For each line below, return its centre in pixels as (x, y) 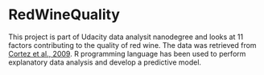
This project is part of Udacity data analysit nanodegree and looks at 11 (126, 37)
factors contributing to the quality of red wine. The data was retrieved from (132, 45)
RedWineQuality (64, 15)
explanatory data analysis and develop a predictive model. (105, 62)
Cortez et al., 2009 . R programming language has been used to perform (127, 53)
